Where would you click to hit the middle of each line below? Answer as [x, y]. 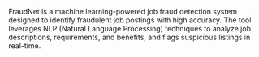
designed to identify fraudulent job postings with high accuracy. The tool [130, 20]
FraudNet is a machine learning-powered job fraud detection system [123, 12]
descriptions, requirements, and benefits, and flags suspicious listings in [129, 37]
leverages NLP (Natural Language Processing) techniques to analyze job [130, 28]
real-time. [25, 46]
